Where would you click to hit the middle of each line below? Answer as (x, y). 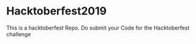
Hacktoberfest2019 (57, 11)
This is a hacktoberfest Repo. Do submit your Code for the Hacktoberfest (98, 28)
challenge (19, 34)
